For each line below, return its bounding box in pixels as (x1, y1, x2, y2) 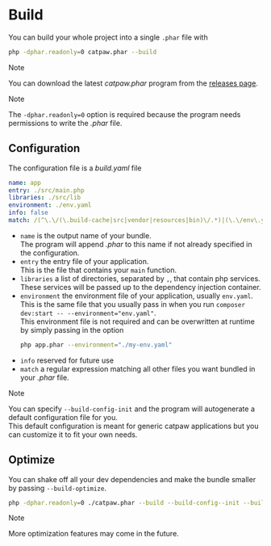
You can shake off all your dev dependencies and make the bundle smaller (8, 474, 256, 484)
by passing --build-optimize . (8, 483, 107, 493)
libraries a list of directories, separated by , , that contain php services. (19, 273, 261, 283)
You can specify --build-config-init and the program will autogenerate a (8, 404, 256, 414)
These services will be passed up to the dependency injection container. (19, 282, 261, 292)
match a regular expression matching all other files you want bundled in (19, 363, 256, 373)
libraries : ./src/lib (8, 194, 81, 202)
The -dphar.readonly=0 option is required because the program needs (8, 109, 241, 119)
